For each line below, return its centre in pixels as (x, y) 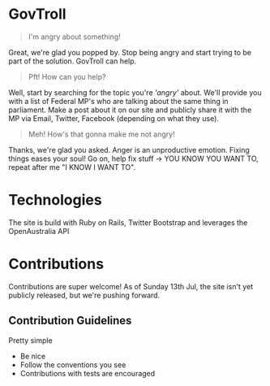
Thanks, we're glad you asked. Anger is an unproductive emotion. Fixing (129, 150)
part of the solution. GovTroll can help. (73, 61)
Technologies (56, 200)
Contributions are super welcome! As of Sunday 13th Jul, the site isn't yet (131, 286)
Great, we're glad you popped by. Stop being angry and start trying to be (130, 52)
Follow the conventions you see (73, 364)
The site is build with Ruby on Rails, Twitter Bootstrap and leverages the (128, 222)
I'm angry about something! (74, 37)
